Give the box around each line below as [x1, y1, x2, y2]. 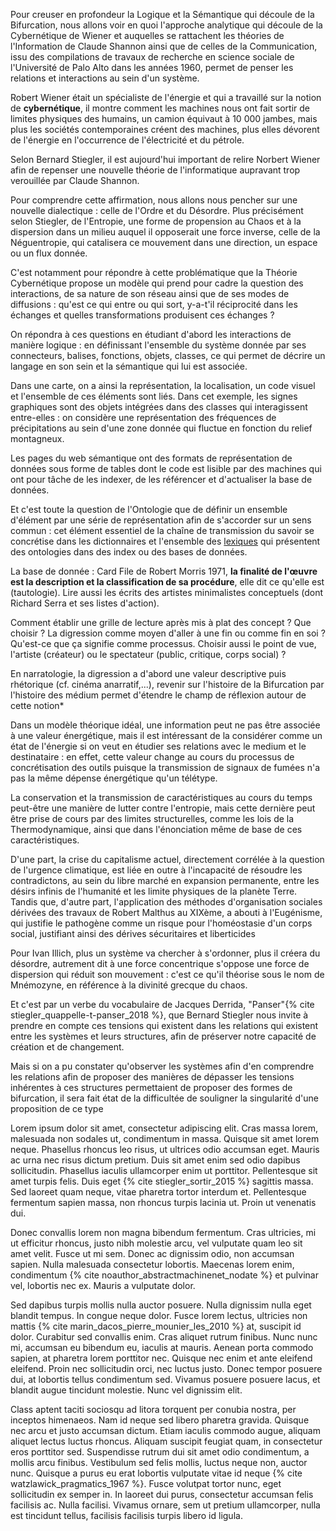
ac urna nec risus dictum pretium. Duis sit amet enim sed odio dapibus [10, 1154, 301, 1166]
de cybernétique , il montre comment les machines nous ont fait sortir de [10, 102, 310, 114]
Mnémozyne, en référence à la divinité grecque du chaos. [10, 979, 248, 991]
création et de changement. [10, 1041, 125, 1053]
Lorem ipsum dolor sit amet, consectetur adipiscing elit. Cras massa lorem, [10, 1122, 319, 1134]
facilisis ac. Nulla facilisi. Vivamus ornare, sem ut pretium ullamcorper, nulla [10, 1499, 321, 1511]
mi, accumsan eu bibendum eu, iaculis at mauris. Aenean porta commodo [10, 1342, 314, 1353]
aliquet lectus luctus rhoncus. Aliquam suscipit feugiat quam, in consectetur [10, 1435, 323, 1447]
